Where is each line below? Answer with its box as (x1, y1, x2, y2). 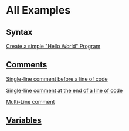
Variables (6, 116, 42, 126)
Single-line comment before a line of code (6, 75, 108, 83)
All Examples (6, 4, 71, 17)
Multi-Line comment (6, 98, 55, 105)
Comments (6, 60, 47, 70)
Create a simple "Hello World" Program (6, 42, 101, 50)
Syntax (6, 27, 33, 37)
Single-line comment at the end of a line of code (6, 87, 123, 94)
